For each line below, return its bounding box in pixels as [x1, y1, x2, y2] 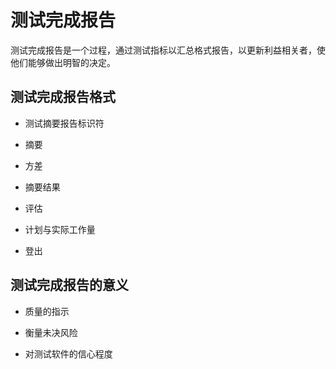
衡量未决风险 [24, 326, 78, 338]
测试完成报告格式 [10, 89, 116, 106]
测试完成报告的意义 [10, 277, 129, 294]
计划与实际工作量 [24, 223, 96, 235]
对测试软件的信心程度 [24, 347, 113, 360]
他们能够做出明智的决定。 [10, 56, 116, 68]
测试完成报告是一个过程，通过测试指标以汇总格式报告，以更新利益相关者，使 [10, 44, 326, 56]
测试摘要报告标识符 [24, 117, 105, 129]
